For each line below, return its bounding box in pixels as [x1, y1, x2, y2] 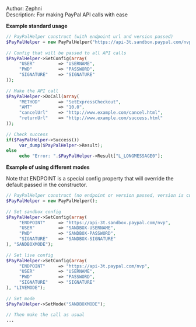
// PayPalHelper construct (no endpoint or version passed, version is [6, 193, 184, 199]
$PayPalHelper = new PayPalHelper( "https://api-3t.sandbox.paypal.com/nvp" [6, 39, 194, 45]
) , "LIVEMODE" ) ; [6, 285, 45, 291]
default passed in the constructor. [6, 181, 87, 189]
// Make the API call [6, 88, 59, 94]
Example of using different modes [6, 163, 90, 171]
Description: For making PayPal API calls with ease [6, 11, 128, 18]
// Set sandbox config [6, 208, 61, 215]
